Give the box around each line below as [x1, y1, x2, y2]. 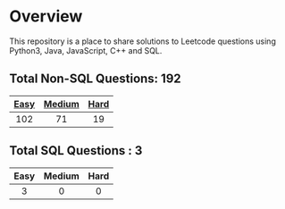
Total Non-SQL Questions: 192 [9, 71, 181, 87]
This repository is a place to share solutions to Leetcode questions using [9, 36, 277, 46]
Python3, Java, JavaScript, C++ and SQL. [9, 45, 163, 55]
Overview [9, 6, 83, 27]
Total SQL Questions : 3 [9, 143, 143, 158]
